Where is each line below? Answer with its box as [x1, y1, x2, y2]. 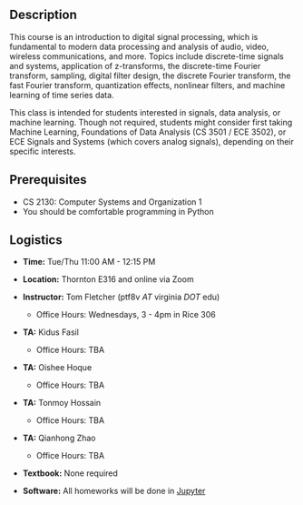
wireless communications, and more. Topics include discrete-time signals [9, 50, 284, 62]
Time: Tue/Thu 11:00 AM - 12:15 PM [22, 257, 156, 268]
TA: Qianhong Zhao [22, 432, 97, 444]
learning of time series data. [9, 89, 115, 100]
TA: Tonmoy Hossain [22, 398, 102, 409]
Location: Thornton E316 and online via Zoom [22, 274, 194, 285]
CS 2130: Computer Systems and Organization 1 [22, 196, 202, 207]
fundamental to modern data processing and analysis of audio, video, [9, 41, 269, 52]
